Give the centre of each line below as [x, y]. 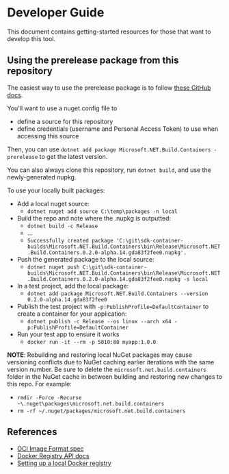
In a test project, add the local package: [73, 286]
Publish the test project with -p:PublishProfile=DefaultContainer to [113, 306]
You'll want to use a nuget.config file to [62, 108]
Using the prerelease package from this [93, 61]
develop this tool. [31, 38]
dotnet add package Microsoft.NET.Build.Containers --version [118, 294]
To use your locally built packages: [56, 190]
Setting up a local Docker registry [64, 463]
